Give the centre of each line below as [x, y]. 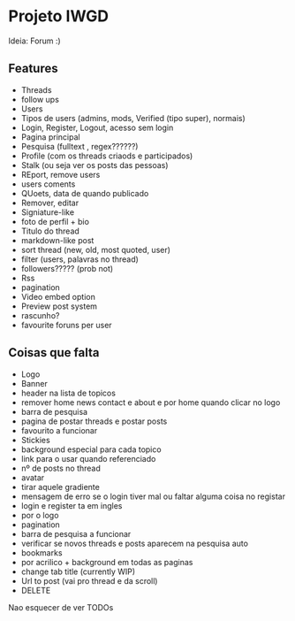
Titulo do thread [50, 231]
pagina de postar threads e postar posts [94, 421]
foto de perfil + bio [55, 221]
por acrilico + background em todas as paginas [107, 562]
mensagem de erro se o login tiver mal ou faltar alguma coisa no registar [153, 496]
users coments [48, 184]
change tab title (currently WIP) [78, 571]
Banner [34, 383]
